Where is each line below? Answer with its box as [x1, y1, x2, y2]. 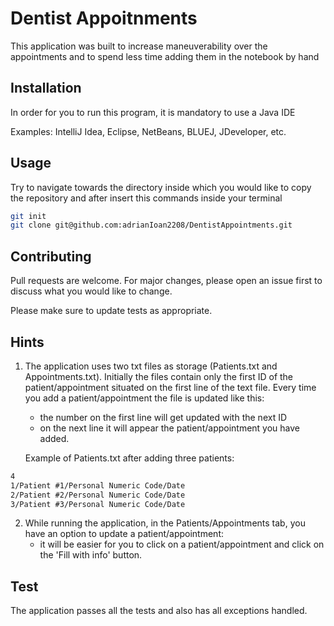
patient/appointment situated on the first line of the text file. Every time [24, 381, 317, 393]
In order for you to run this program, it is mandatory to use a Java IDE [10, 106, 296, 118]
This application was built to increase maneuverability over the [10, 40, 268, 52]
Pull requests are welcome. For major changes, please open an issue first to [10, 275, 323, 287]
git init [10, 211, 47, 221]
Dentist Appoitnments [10, 7, 198, 30]
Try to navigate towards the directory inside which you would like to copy [10, 181, 312, 193]
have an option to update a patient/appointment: [24, 528, 224, 540]
